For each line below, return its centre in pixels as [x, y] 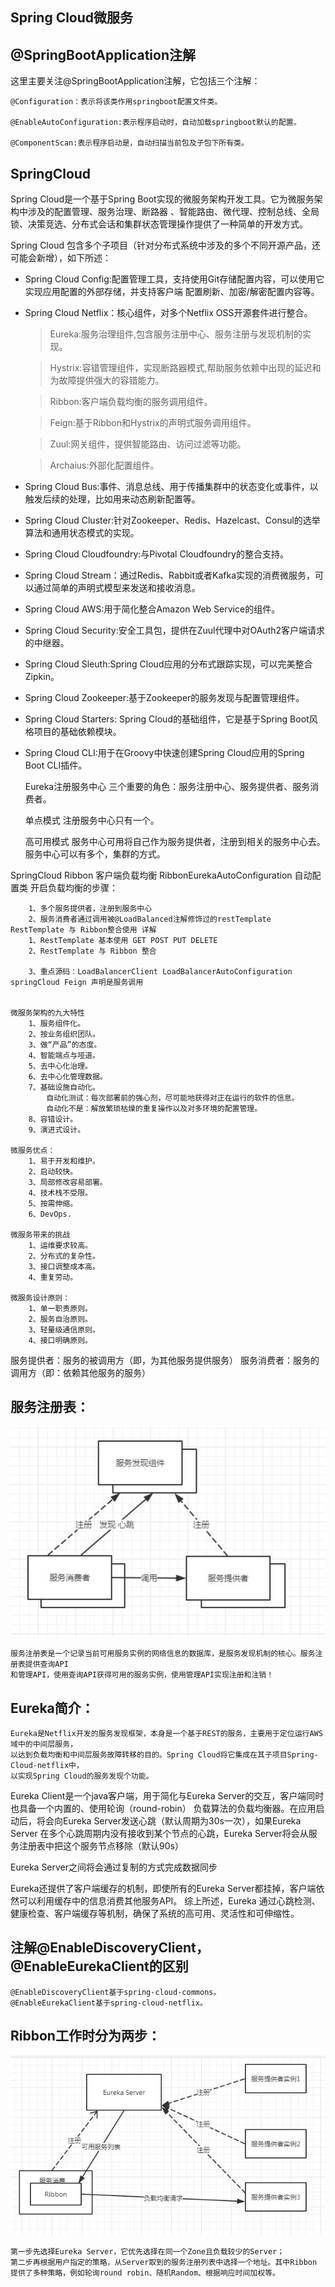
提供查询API [46, 1664]
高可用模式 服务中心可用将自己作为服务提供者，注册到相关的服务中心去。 [175, 842]
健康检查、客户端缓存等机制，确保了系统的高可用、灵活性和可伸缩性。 [155, 1913]
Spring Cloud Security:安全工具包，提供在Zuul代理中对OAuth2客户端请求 [175, 630]
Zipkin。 [42, 677]
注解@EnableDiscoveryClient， [110, 1948]
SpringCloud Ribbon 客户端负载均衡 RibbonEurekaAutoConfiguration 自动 [161, 875]
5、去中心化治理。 [60, 1066]
